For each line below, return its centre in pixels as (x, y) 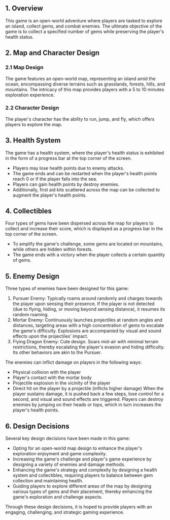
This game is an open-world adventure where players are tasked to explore (84, 20)
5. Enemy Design (32, 276)
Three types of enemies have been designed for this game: (67, 289)
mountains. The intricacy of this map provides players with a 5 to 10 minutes (85, 89)
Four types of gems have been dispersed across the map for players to (79, 223)
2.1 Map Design (24, 67)
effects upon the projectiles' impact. (50, 336)
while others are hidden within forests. (53, 250)
